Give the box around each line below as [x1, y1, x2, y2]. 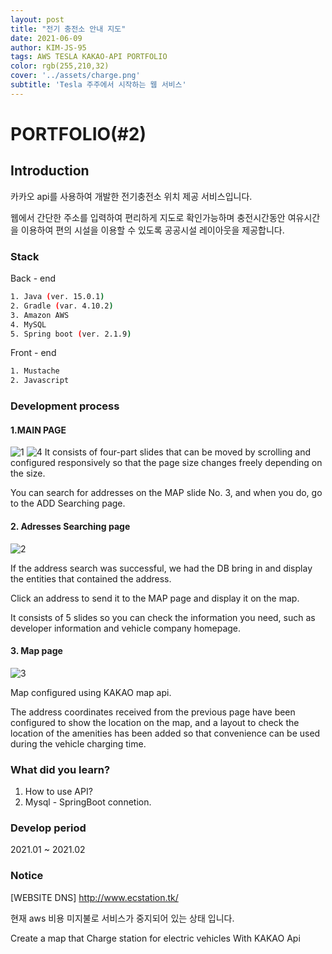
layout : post [10, 14, 65, 25]
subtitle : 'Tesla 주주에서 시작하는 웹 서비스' [10, 80, 187, 90]
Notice [10, 869, 44, 883]
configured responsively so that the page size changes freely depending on [10, 457, 323, 469]
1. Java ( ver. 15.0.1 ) [10, 292, 105, 302]
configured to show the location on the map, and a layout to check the [10, 716, 300, 728]
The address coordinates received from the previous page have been [10, 706, 296, 718]
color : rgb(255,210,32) [10, 61, 110, 71]
